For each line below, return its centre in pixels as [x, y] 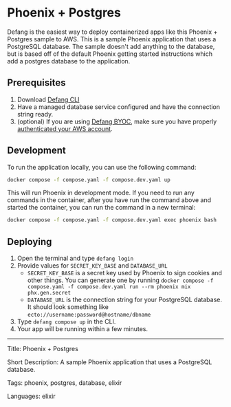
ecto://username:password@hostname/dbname [89, 315]
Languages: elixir [32, 396]
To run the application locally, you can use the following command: [102, 167]
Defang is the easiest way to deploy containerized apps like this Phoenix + [112, 32]
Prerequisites [36, 83]
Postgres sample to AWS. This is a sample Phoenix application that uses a [112, 39]
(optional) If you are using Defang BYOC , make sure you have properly [117, 121]
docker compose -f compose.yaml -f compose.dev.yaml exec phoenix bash [112, 220]
